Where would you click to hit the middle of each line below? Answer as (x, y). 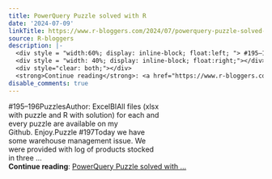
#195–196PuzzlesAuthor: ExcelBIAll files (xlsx (84, 106)
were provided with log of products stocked (81, 149)
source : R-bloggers (41, 38)
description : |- (36, 46)
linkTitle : (27, 31)
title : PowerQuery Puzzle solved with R (78, 16)
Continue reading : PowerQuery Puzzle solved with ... (98, 166)
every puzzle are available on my (64, 123)
